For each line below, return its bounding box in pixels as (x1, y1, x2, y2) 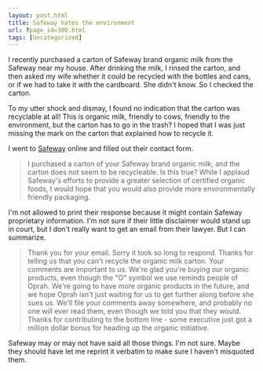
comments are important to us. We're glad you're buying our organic (27, 265, 250, 274)
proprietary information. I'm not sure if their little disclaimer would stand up (8, 216, 251, 226)
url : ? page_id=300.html (8, 26, 86, 34)
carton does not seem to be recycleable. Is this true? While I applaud (27, 167, 250, 177)
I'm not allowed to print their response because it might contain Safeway (8, 208, 243, 217)
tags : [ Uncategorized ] (8, 33, 82, 42)
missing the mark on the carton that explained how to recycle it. (8, 129, 214, 138)
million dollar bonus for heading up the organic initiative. (27, 323, 210, 332)
